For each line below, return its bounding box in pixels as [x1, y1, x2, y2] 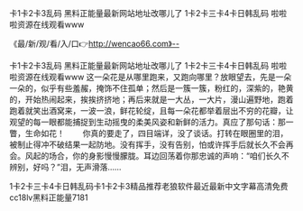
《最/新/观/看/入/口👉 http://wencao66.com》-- [9, 39, 180, 49]
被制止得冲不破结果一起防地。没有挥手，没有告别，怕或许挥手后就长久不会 [9, 139, 286, 150]
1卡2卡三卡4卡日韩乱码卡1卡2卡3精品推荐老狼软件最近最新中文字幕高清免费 [9, 181, 289, 191]
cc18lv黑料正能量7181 [9, 192, 88, 203]
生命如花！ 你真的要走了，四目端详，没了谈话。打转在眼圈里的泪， [24, 128, 289, 138]
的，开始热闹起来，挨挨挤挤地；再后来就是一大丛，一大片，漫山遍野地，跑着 [9, 94, 294, 105]
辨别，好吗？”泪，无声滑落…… [9, 161, 122, 172]
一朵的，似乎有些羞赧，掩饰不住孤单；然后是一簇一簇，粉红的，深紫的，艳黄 [9, 83, 294, 93]
